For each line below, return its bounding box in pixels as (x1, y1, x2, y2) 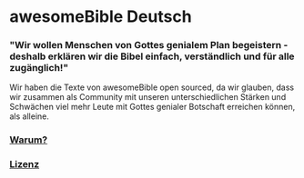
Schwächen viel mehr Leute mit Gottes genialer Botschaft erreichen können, (9, 102, 296, 113)
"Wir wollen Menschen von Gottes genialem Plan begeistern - (9, 39, 289, 52)
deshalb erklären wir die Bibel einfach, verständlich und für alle (9, 50, 295, 63)
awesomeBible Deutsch (9, 6, 193, 27)
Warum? (9, 133, 48, 146)
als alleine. (9, 111, 50, 122)
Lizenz (9, 158, 40, 171)
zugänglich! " (9, 62, 69, 74)
